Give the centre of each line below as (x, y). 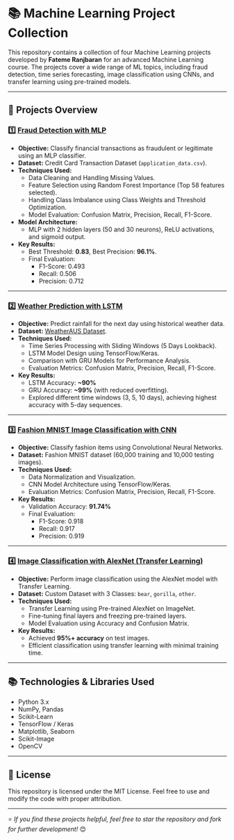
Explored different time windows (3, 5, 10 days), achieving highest (123, 397)
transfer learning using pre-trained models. (69, 81)
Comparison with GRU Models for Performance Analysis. (110, 360)
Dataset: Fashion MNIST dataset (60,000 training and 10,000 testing (116, 455)
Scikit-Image (36, 739)
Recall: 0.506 (58, 273)
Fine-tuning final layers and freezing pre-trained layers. (107, 616)
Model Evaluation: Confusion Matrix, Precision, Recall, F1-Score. (120, 214)
